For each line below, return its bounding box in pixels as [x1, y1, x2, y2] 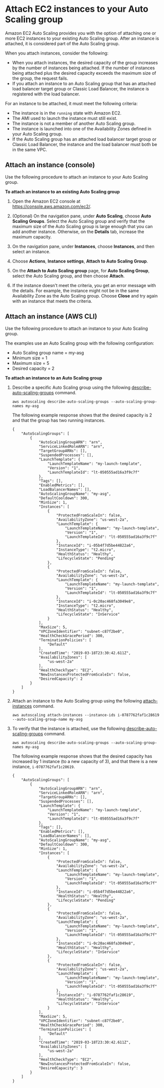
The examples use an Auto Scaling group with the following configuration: [5, 340, 154, 346]
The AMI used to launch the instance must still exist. [12, 115, 117, 121]
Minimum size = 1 [12, 355, 47, 361]
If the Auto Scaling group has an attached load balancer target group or [12, 136, 157, 142]
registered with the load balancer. [12, 91, 80, 97]
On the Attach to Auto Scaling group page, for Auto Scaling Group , [12, 267, 150, 273]
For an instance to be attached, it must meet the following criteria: [5, 100, 138, 106]
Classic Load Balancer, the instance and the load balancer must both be [12, 141, 158, 147]
